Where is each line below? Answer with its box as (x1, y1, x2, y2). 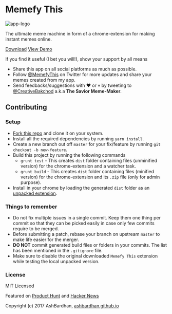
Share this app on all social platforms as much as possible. (12, 66, 137, 72)
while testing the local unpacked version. (12, 258, 100, 264)
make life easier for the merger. (12, 236, 80, 243)
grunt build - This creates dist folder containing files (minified (20, 168, 155, 174)
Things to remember (5, 203, 58, 210)
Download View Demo (5, 46, 52, 52)
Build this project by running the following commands (12, 152, 126, 158)
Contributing (5, 103, 47, 112)
